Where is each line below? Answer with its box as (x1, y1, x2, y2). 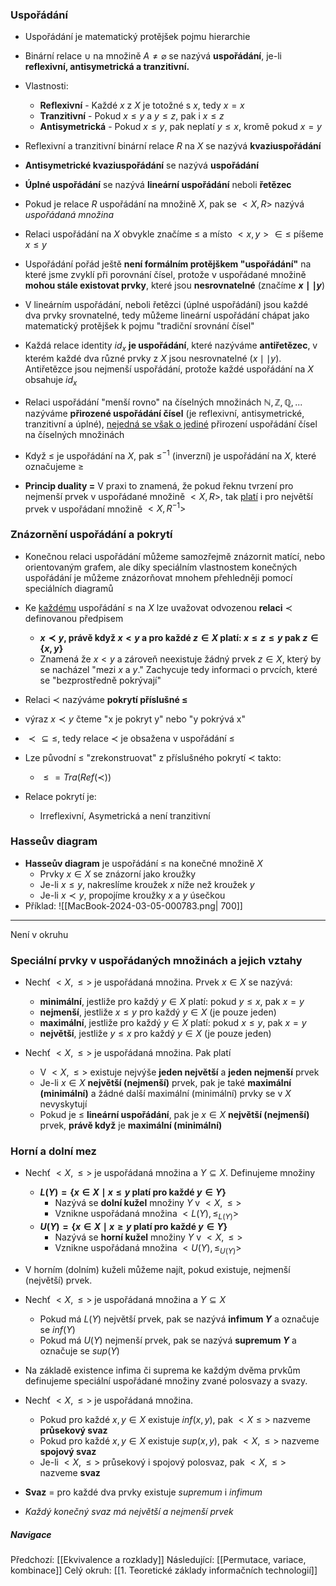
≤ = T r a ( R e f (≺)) (43, 771, 112, 783)
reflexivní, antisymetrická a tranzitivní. (24, 61, 190, 73)
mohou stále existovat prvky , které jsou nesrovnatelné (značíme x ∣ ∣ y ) (24, 279, 326, 292)
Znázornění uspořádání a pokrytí (10, 528, 173, 542)
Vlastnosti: (24, 80, 69, 92)
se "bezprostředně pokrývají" (39, 674, 162, 686)
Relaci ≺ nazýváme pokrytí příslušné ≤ (24, 693, 188, 705)
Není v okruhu (10, 928, 69, 940)
